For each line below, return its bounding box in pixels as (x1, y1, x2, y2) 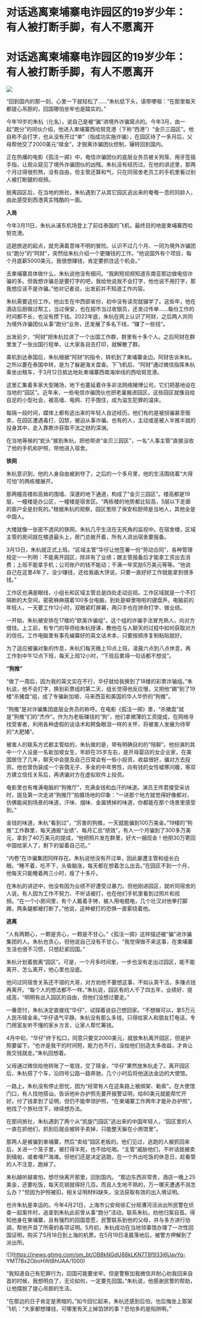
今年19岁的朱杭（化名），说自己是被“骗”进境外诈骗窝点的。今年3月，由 (6, 118, 180, 125)
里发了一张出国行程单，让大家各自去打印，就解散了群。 (6, 341, 143, 348)
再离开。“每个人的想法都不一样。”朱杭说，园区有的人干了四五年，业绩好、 (6, 986, 188, 994)
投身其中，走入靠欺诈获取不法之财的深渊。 (6, 424, 112, 432)
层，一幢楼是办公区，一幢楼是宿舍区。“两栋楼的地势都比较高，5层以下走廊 (6, 498, 191, 506)
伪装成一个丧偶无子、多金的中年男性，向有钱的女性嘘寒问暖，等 (32, 764, 191, 771)
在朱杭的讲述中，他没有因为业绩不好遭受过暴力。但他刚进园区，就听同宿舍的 (6, 882, 196, 889)
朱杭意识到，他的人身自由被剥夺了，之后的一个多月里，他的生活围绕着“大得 (6, 470, 194, 477)
